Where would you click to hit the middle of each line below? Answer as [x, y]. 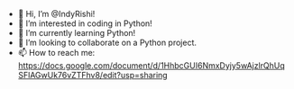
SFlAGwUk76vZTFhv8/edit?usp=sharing [93, 75]
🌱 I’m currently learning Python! [77, 33]
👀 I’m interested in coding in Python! [85, 23]
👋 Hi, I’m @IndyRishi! [56, 14]
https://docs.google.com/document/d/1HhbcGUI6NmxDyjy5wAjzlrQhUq [152, 66]
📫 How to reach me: [56, 53]
